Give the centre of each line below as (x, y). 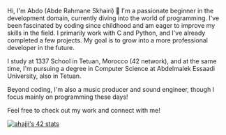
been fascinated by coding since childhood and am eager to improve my (111, 25)
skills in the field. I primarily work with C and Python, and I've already (106, 33)
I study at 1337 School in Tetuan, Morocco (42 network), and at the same (112, 61)
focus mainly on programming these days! (68, 97)
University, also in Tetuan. (44, 76)
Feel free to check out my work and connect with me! (84, 110)
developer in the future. (41, 48)
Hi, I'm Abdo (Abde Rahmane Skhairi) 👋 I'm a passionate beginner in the (111, 11)
